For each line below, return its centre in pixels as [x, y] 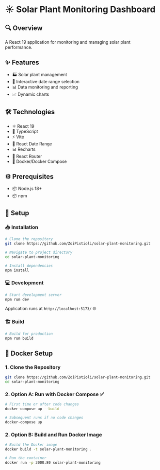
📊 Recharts [24, 149]
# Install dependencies [29, 266]
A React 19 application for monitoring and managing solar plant [68, 42]
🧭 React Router [27, 156]
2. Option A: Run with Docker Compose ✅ [55, 394]
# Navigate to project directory [39, 252]
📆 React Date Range [32, 144]
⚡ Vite [18, 137]
